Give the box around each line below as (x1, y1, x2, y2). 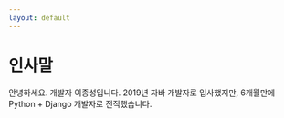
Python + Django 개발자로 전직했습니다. (8, 98, 153, 109)
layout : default (8, 13, 70, 23)
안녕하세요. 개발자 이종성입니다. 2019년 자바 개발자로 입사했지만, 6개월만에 (8, 87, 276, 98)
